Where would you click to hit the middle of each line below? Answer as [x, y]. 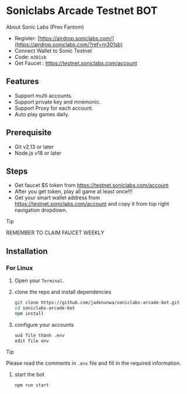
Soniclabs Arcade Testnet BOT [82, 11]
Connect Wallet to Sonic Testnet [53, 50]
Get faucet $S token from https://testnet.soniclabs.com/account [91, 185]
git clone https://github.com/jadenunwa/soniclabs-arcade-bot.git [97, 303]
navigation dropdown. [41, 210]
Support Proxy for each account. [54, 108]
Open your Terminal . [39, 281]
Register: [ [27, 38]
